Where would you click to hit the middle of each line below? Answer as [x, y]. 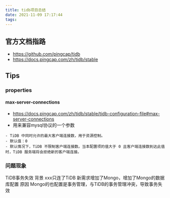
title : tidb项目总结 [26, 10]
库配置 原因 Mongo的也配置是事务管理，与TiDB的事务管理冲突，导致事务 [82, 184]
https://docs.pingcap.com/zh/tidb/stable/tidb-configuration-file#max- [86, 113]
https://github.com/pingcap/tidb [46, 54]
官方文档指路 [26, 41]
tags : [11, 19]
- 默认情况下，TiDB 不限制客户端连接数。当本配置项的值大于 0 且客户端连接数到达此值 [85, 146]
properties [19, 90]
